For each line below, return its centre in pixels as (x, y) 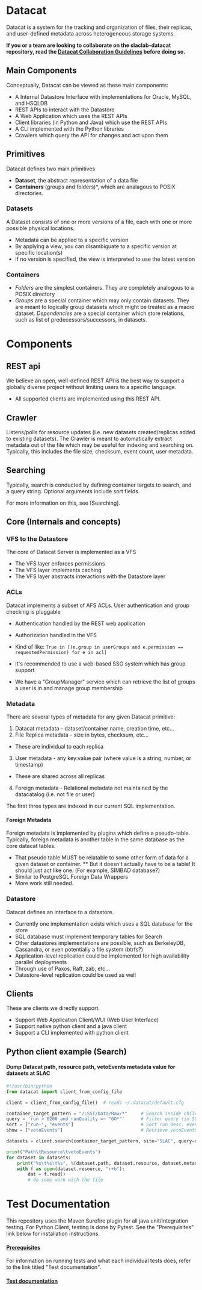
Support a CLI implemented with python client (72, 1033)
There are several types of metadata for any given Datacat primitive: (91, 717)
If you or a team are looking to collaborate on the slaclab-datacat (89, 45)
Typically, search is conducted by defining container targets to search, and (99, 485)
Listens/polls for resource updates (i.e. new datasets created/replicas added (101, 432)
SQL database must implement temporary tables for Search (88, 936)
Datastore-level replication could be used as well (75, 975)
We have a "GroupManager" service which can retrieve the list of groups (105, 682)
